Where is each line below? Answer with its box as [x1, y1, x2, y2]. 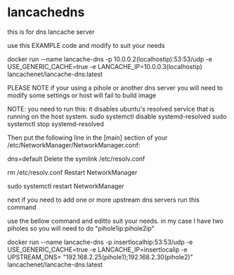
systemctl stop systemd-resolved [7, 119, 104, 128]
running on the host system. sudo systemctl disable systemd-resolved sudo [7, 112, 227, 121]
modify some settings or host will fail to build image [7, 91, 157, 99]
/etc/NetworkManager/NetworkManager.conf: [7, 140, 141, 149]
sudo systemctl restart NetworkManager [7, 181, 125, 190]
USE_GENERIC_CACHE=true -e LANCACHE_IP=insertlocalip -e [7, 245, 188, 254]
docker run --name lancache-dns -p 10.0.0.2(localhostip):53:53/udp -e [7, 54, 213, 63]
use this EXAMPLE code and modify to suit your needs [7, 41, 165, 49]
